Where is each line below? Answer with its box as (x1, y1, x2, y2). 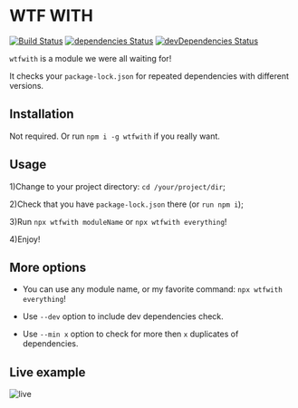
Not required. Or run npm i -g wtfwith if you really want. (9, 131, 220, 141)
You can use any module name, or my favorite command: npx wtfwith (22, 284, 283, 295)
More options (9, 259, 87, 275)
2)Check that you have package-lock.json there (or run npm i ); (9, 199, 245, 209)
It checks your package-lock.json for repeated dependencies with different (9, 70, 290, 82)
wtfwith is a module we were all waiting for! (9, 53, 172, 63)
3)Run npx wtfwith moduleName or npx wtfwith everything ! (9, 216, 227, 227)
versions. (9, 80, 43, 91)
